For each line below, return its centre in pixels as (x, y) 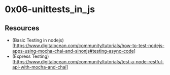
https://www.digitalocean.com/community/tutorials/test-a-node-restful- (89, 62)
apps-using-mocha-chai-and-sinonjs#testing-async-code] (74, 51)
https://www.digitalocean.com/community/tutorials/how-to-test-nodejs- (89, 46)
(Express (21, 56)
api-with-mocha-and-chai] (40, 67)
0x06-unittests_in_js (50, 9)
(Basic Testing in (29, 40)
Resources (22, 28)
